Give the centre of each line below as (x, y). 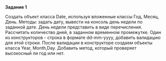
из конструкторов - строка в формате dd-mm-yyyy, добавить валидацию (83, 37)
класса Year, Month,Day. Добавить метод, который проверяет (71, 48)
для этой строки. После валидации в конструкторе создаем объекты (79, 43)
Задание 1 (16, 7)
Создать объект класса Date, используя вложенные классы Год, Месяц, (82, 16)
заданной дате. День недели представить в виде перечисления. (74, 27)
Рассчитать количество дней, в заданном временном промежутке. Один (83, 32)
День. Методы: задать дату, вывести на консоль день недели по (74, 22)
